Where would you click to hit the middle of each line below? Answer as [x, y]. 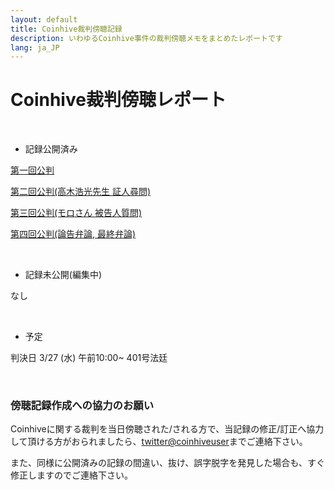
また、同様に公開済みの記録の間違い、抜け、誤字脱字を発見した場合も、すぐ [167, 463]
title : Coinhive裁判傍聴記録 [66, 29]
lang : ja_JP [35, 47]
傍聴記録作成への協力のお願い [82, 406]
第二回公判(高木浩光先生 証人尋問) [81, 192]
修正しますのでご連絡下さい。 [71, 475]
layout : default [44, 19]
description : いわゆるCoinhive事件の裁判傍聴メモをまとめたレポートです [146, 38]
